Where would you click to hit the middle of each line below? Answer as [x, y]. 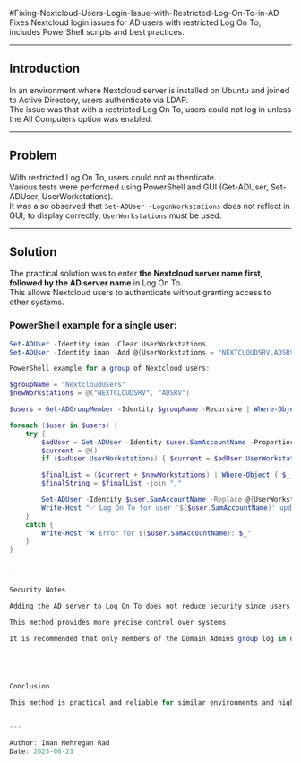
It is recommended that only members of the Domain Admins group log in [148, 638]
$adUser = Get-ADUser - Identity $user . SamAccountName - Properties [168, 442]
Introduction [45, 69]
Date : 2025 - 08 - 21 [42, 751]
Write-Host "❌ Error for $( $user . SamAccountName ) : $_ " [146, 533]
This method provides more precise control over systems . [120, 622]
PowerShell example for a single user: [93, 325]
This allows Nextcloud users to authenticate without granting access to [140, 293]
